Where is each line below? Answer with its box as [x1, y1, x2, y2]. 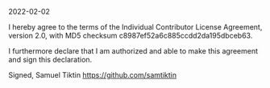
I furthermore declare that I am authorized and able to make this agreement [8, 46, 259, 55]
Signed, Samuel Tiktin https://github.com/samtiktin [8, 70, 177, 79]
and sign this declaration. [8, 55, 93, 64]
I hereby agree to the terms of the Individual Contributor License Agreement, [8, 22, 263, 31]
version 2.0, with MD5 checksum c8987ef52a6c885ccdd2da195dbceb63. [8, 31, 253, 40]
